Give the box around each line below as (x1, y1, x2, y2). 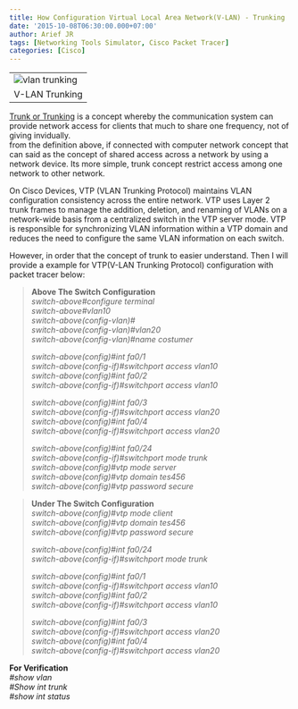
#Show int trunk (9, 681, 68, 693)
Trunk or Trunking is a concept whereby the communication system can (9, 111, 274, 122)
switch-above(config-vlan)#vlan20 (30, 325, 161, 335)
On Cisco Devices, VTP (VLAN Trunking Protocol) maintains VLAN (9, 185, 252, 197)
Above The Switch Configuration (30, 287, 156, 298)
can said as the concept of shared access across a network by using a (9, 149, 269, 160)
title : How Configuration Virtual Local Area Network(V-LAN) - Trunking (9, 13, 286, 22)
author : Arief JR (9, 30, 74, 38)
